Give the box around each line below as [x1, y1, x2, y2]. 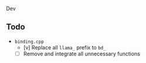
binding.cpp [14, 38, 44, 45]
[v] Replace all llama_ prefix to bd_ [23, 44, 107, 51]
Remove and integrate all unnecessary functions [23, 50, 141, 57]
